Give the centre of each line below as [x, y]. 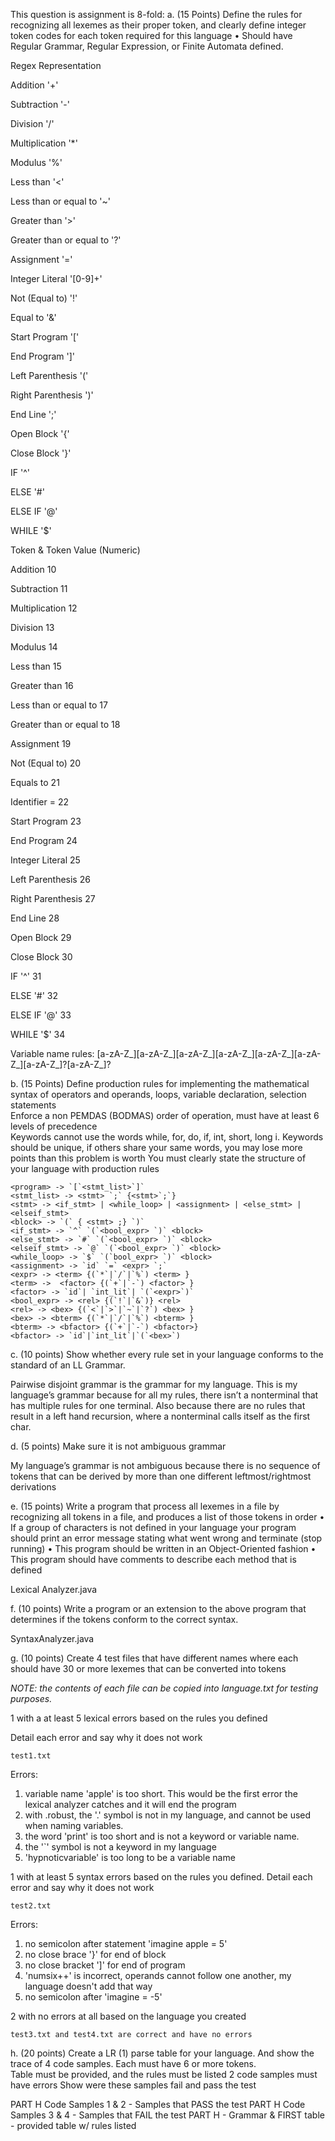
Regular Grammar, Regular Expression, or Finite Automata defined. [147, 46]
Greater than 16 [42, 685]
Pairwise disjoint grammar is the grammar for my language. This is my [154, 1384]
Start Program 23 [46, 821]
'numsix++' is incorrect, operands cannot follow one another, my [158, 1975]
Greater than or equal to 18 [65, 724]
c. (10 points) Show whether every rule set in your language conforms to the [167, 1354]
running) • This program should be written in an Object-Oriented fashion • [163, 1548]
